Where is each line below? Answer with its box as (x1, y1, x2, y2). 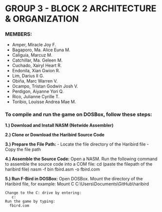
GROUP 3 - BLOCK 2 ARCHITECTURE (5, 3, 157, 14)
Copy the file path (5, 146, 41, 152)
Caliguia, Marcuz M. (12, 52, 53, 58)
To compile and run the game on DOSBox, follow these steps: (5, 111, 152, 118)
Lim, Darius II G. (12, 73, 44, 79)
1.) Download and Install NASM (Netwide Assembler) (5, 122, 114, 128)
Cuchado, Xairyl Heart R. (12, 63, 62, 68)
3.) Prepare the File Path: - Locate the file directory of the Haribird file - (5, 141, 149, 147)
